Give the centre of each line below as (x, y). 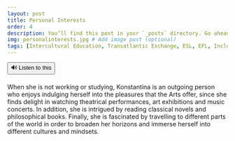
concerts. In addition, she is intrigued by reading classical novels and (107, 109)
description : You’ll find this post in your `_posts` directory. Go (109, 33)
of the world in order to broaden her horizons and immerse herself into (109, 124)
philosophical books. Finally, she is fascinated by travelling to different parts (116, 117)
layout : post (26, 14)
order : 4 (20, 27)
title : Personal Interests (47, 20)
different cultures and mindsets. (53, 131)
